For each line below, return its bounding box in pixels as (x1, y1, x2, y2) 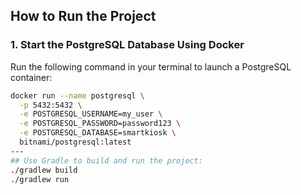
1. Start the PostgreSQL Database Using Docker (10, 38, 245, 52)
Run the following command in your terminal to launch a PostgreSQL (10, 60, 292, 73)
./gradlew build (10, 165, 78, 175)
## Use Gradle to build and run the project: (10, 155, 203, 166)
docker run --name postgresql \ (10, 90, 145, 101)
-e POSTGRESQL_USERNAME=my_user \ (19, 109, 163, 119)
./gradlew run (10, 174, 70, 184)
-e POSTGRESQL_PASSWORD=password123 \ (19, 119, 182, 129)
